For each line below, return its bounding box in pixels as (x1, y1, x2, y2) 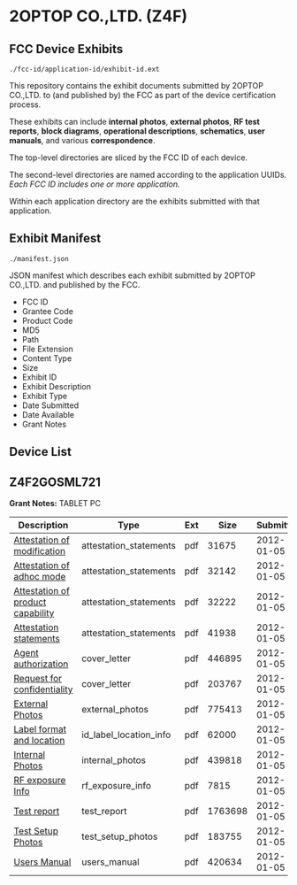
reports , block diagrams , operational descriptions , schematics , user (9, 126, 265, 136)
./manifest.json (9, 254, 69, 263)
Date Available (21, 409, 75, 419)
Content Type (21, 352, 72, 364)
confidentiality (13, 683, 73, 696)
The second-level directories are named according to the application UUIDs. (9, 170, 287, 180)
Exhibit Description (21, 381, 91, 391)
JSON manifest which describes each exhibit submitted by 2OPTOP (9, 270, 256, 281)
